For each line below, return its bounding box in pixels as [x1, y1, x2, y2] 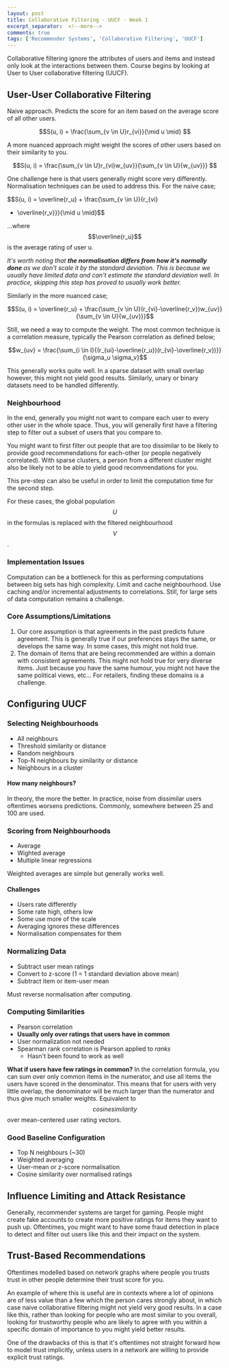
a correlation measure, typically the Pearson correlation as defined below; [7, 332, 215, 341]
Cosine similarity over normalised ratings [16, 1170, 133, 1179]
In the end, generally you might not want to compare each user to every [7, 414, 209, 422]
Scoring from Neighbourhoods [7, 826, 111, 835]
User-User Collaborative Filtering [7, 88, 152, 100]
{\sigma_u [82, 353, 111, 361]
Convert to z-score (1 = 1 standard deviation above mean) [16, 969, 180, 977]
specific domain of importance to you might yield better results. [7, 1325, 187, 1333]
